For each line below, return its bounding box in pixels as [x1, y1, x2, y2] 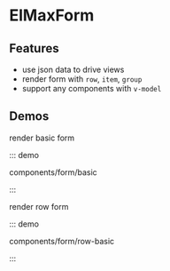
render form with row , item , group [21, 74, 143, 84]
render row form [9, 201, 69, 211]
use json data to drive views [21, 64, 125, 75]
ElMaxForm [9, 5, 95, 26]
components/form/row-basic [9, 235, 115, 246]
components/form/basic [9, 166, 97, 178]
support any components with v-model [21, 84, 162, 93]
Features [9, 41, 59, 56]
